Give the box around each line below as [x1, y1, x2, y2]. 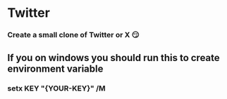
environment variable [7, 62, 104, 74]
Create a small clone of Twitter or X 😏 [7, 30, 140, 40]
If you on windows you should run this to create [7, 51, 220, 64]
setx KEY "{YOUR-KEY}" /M [7, 84, 106, 93]
